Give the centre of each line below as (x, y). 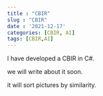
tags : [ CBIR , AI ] (30, 39)
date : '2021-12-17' (37, 26)
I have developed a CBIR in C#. (51, 58)
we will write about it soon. (45, 72)
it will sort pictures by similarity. (52, 85)
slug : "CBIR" (27, 20)
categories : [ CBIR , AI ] (41, 33)
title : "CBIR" (29, 13)
